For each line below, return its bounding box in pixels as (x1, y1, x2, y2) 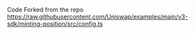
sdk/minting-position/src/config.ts (7, 20, 104, 27)
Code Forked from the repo (7, 6, 84, 13)
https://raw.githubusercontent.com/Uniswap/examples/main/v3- (7, 13, 188, 21)
